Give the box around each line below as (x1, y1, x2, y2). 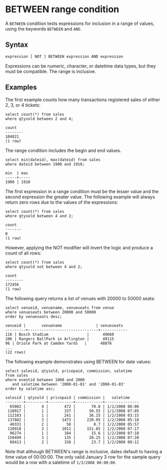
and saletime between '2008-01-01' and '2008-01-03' (12, 382, 126, 387)
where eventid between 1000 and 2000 (5, 377, 85, 382)
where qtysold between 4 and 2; (5, 213, 73, 218)
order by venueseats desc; (5, 314, 62, 319)
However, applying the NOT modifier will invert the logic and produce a (5, 244, 153, 250)
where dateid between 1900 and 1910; (5, 162, 85, 167)
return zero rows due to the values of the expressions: (5, 199, 118, 205)
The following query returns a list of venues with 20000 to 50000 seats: (5, 295, 155, 301)
